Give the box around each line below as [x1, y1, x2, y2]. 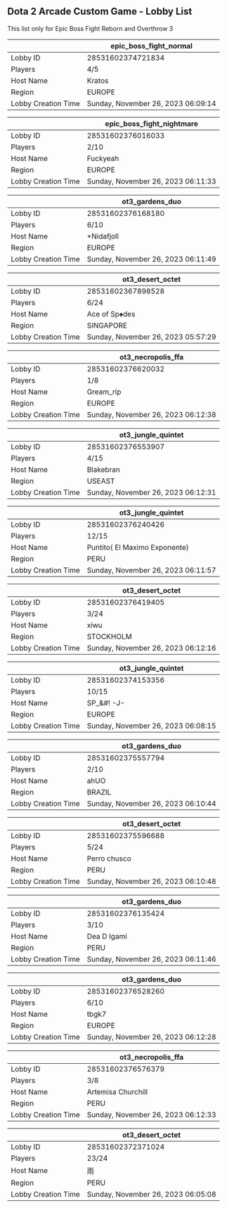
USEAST [86, 476, 115, 486]
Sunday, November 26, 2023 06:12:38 [86, 409, 216, 419]
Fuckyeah [86, 153, 119, 163]
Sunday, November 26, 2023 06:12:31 [86, 487, 216, 497]
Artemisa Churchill [86, 1086, 148, 1096]
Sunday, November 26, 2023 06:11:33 [86, 176, 216, 186]
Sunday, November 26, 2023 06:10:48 [86, 876, 216, 886]
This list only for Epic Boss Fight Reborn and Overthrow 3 [7, 24, 174, 32]
